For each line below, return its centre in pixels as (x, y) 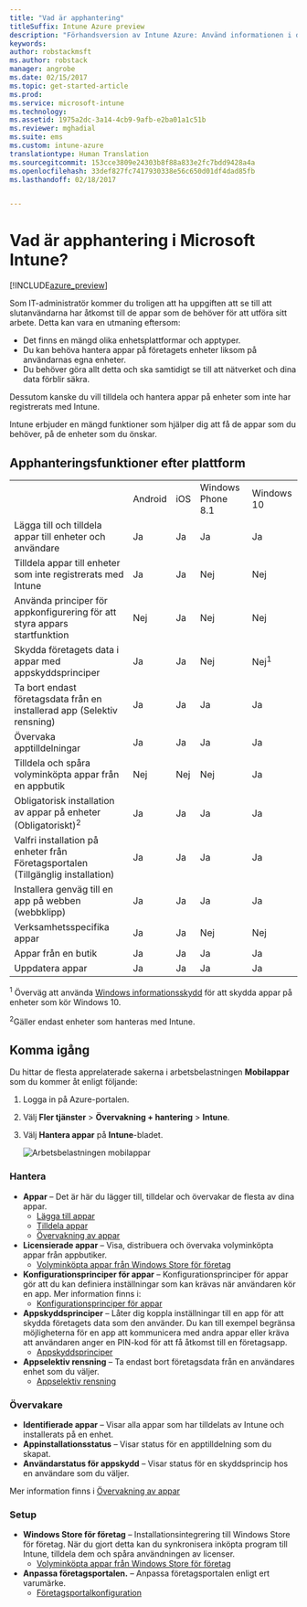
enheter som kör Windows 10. (65, 1002)
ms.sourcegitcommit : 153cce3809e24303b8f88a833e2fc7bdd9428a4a (132, 162)
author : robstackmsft (51, 52)
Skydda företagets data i (67, 650)
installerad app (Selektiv (66, 710)
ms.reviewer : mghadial (53, 129)
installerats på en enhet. (68, 1435)
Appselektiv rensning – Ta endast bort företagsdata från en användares (159, 1361)
